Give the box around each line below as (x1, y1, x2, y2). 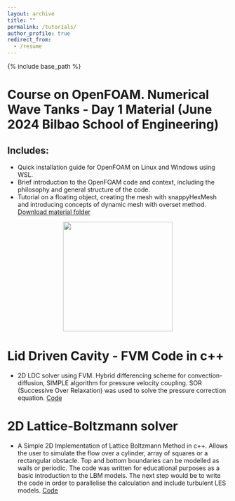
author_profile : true (7, 29, 71, 37)
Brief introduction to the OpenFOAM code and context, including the (17, 178, 215, 186)
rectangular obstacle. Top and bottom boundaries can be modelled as (17, 456, 220, 465)
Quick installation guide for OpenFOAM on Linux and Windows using (17, 163, 215, 171)
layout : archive (7, 10, 55, 18)
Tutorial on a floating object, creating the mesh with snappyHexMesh (17, 193, 217, 201)
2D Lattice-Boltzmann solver (7, 418, 179, 434)
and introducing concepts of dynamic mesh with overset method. (17, 201, 207, 208)
